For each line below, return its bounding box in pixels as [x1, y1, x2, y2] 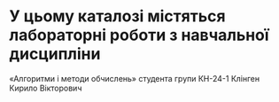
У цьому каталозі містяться [9, 6, 226, 27]
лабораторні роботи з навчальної [9, 25, 269, 45]
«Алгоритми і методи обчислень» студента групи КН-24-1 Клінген [9, 73, 260, 83]
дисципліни [9, 44, 101, 64]
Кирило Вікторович [9, 82, 82, 93]
